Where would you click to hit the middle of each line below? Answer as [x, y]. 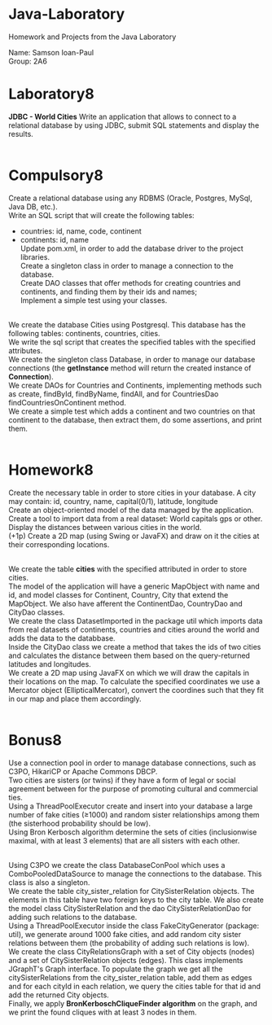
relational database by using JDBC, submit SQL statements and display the [134, 125]
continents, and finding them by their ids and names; [109, 291]
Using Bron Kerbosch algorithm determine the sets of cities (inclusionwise [133, 832]
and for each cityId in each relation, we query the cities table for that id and [135, 986]
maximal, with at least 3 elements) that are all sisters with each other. [124, 840]
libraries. [35, 256]
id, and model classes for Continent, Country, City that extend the [118, 594]
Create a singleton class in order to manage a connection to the [127, 265]
